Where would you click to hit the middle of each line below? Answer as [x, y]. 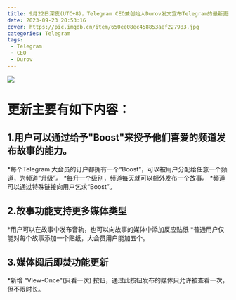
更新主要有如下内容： [69, 109]
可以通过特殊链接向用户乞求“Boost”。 [61, 186]
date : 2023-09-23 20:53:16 [47, 20]
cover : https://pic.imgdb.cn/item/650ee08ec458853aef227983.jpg [103, 27]
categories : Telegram [39, 33]
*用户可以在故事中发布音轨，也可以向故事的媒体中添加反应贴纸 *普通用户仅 [116, 229]
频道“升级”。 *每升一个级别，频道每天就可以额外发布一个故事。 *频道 [126, 178]
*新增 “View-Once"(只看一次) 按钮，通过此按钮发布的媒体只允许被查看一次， [118, 280]
